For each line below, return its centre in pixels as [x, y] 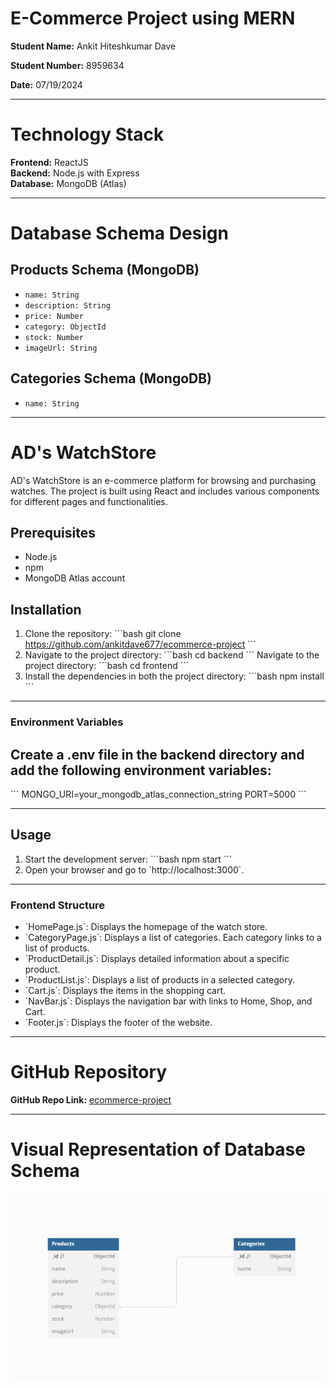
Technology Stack [87, 134]
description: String [67, 305]
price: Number [54, 316]
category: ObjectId [65, 327]
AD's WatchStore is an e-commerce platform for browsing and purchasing [163, 480]
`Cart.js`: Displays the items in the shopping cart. [125, 991]
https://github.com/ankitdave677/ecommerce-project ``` [140, 644]
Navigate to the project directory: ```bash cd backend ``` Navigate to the [172, 655]
